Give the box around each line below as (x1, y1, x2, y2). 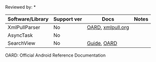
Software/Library (7, 16, 49, 22)
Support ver (53, 16, 82, 22)
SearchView (7, 40, 36, 46)
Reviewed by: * (5, 4, 36, 10)
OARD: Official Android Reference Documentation (5, 52, 106, 58)
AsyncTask (7, 32, 33, 39)
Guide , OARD (87, 40, 117, 46)
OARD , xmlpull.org (87, 24, 129, 31)
